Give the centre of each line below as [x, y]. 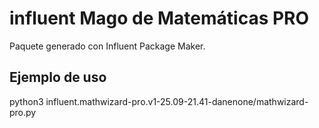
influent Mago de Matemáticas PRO [159, 18]
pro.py [23, 112]
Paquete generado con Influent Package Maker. [107, 46]
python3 [26, 101]
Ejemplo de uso [58, 77]
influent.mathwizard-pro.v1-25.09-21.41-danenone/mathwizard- [177, 101]
